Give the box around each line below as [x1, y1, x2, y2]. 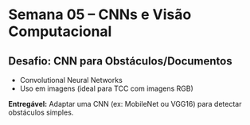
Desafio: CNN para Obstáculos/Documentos [8, 54, 232, 68]
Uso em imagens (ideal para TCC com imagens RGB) [19, 84, 193, 93]
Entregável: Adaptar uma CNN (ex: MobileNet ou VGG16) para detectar [8, 100, 242, 108]
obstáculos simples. [8, 107, 74, 117]
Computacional [8, 22, 112, 41]
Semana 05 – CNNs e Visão [8, 6, 192, 24]
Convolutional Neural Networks [19, 76, 123, 84]
